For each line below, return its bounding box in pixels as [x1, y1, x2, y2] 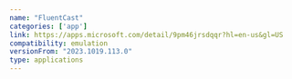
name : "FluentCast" [9, 13, 84, 23]
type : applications [9, 55, 84, 64]
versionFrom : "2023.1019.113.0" [9, 47, 132, 56]
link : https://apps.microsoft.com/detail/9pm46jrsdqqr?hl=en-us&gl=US [9, 30, 284, 39]
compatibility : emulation [9, 38, 108, 48]
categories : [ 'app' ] [9, 22, 89, 31]
